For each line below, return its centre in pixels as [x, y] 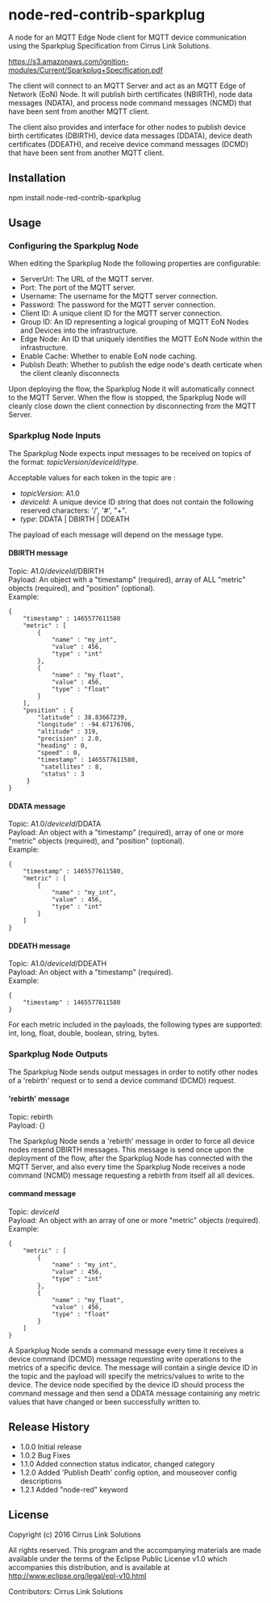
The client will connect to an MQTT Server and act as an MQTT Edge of [127, 86]
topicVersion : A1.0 [50, 493]
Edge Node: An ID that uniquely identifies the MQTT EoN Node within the [141, 339]
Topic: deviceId [34, 1212]
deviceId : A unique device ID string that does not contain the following [137, 501]
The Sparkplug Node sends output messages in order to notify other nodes [133, 1072]
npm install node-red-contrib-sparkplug [75, 197]
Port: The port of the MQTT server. [78, 287]
